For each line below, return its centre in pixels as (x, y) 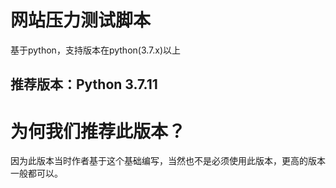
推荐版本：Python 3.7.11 (84, 84)
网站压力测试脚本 (81, 20)
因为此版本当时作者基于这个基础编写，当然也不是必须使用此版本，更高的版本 (168, 161)
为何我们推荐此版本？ (98, 131)
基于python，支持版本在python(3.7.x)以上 (96, 50)
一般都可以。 (36, 173)
